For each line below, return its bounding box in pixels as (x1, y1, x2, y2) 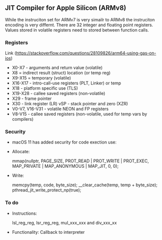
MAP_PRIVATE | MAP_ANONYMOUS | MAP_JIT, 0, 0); (12, 163, 119, 169)
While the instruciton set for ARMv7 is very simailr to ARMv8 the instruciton (5, 16, 155, 22)
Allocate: (12, 149, 30, 155)
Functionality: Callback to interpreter (12, 229, 85, 235)
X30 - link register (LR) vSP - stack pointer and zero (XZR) (12, 101, 128, 107)
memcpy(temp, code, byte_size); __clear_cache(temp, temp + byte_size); (12, 182, 158, 188)
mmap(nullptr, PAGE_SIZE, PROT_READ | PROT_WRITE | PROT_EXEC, (12, 158, 149, 164)
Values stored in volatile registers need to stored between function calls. (5, 27, 149, 33)
